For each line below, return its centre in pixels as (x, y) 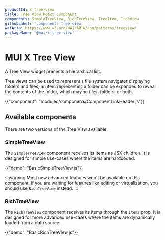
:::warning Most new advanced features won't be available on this (73, 178)
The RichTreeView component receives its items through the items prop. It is (83, 212)
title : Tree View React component (41, 14)
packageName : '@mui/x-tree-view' (40, 33)
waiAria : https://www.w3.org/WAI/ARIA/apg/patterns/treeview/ (71, 28)
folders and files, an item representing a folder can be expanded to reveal (80, 86)
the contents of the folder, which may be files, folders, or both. (69, 92)
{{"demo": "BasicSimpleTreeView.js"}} (44, 168)
